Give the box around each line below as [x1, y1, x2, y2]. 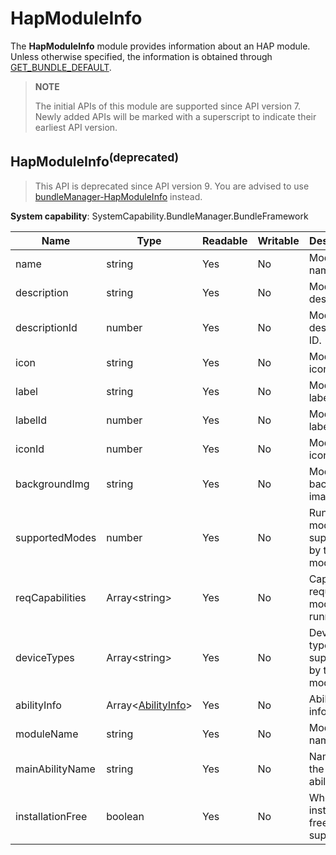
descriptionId [15, 320, 78, 334]
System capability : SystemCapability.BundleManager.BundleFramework [10, 210, 309, 222]
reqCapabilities [15, 590, 87, 604]
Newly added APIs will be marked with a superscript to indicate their [34, 110, 317, 122]
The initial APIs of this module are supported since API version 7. [34, 100, 302, 112]
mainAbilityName [15, 762, 96, 776]
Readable [201, 233, 248, 247]
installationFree [15, 809, 88, 823]
